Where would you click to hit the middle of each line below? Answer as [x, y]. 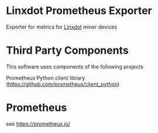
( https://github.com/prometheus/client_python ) [63, 84]
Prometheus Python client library [46, 78]
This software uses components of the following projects [75, 66]
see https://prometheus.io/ [38, 124]
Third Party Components [67, 50]
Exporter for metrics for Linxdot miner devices [62, 27]
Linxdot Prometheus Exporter [79, 11]
